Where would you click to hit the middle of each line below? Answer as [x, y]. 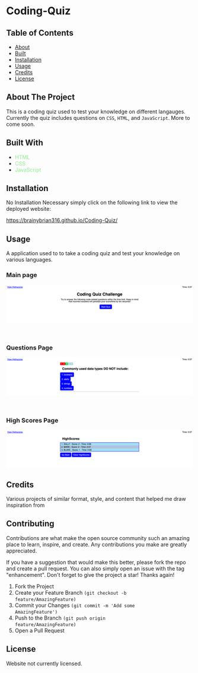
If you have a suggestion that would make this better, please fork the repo [96, 562]
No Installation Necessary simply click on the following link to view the [92, 202]
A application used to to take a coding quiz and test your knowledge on [93, 253]
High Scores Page [32, 420]
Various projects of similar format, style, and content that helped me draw [96, 499]
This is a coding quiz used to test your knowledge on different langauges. [96, 112]
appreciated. [22, 551]
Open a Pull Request [40, 630]
